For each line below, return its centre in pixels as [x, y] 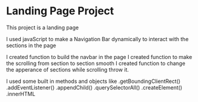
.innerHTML [21, 94]
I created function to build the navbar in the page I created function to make [99, 57]
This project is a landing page [43, 27]
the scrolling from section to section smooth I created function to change [96, 63]
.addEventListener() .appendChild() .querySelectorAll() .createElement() [94, 87]
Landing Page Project [60, 11]
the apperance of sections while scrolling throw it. [68, 69]
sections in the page [31, 45]
